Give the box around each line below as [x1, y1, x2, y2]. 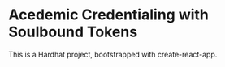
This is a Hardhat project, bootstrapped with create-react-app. [8, 49, 218, 59]
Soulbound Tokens [8, 23, 138, 41]
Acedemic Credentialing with [8, 6, 210, 24]
